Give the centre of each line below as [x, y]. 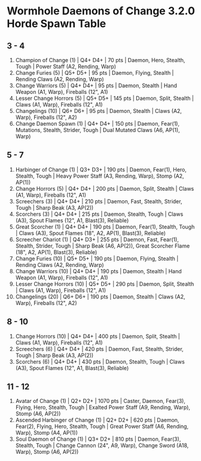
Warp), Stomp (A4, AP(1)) [47, 433]
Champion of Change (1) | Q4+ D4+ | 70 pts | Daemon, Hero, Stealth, [100, 60]
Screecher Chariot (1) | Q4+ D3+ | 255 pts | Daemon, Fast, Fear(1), [97, 239]
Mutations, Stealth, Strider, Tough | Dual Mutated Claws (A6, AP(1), [98, 130]
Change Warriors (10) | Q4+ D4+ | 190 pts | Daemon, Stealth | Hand [98, 271]
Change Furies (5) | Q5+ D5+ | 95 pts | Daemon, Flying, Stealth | [95, 73]
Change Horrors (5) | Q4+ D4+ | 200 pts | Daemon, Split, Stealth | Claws [105, 188]
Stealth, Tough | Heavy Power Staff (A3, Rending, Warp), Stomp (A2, [100, 176]
